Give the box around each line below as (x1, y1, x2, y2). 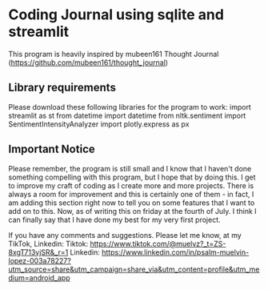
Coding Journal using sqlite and (8, 6, 224, 24)
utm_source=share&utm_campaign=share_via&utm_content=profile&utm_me (8, 264, 260, 274)
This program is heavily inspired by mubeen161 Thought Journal (8, 49, 219, 58)
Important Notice (8, 143, 95, 156)
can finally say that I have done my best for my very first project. (8, 215, 222, 224)
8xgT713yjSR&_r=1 (8, 247, 69, 257)
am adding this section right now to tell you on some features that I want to (8, 198, 255, 207)
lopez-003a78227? (8, 256, 72, 265)
